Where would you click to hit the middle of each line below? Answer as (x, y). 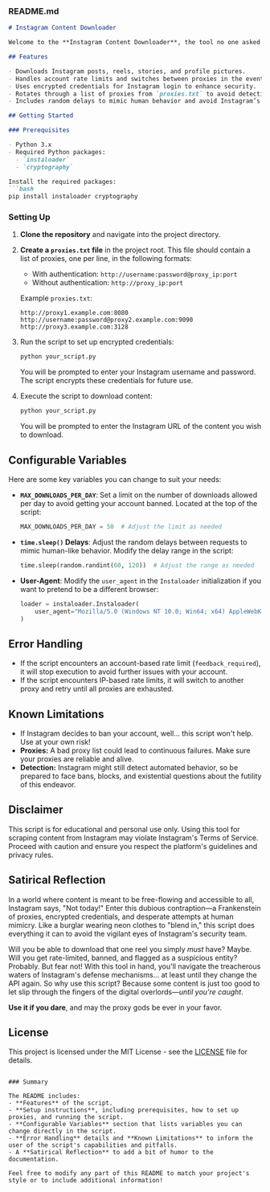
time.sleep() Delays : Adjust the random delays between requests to (133, 542)
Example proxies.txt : (56, 298)
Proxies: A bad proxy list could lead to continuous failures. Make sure (135, 751)
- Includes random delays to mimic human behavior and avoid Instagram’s (135, 101)
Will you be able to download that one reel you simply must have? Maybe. (130, 949)
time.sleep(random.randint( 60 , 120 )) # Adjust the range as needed (137, 565)
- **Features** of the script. (61, 1103)
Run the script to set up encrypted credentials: (97, 342)
